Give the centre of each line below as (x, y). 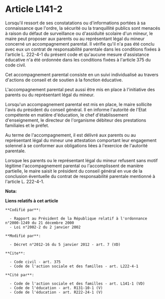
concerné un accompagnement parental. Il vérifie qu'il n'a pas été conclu (80, 44)
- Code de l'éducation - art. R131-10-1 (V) (56, 288)
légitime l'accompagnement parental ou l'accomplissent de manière (74, 166)
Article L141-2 (34, 9)
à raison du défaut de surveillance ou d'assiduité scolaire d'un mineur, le (79, 33)
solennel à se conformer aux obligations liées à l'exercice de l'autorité (76, 145)
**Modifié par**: (23, 236)
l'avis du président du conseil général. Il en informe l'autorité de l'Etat (76, 110)
